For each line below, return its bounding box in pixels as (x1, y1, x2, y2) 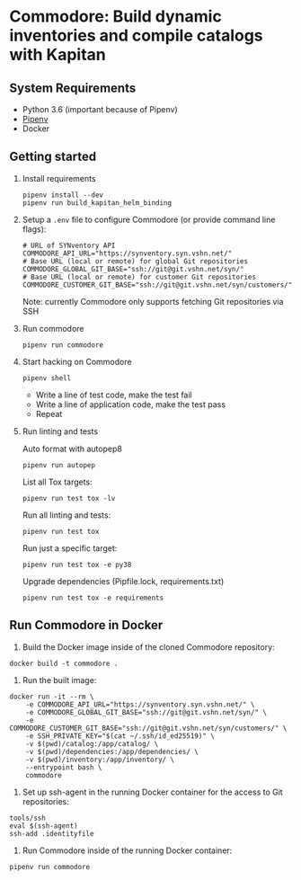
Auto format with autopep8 (22, 443, 123, 454)
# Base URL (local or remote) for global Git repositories (22, 256, 249, 266)
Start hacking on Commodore (22, 356, 132, 367)
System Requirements (9, 80, 137, 95)
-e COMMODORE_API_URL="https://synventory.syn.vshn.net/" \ (25, 699, 255, 709)
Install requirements (22, 173, 96, 183)
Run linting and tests (22, 425, 99, 437)
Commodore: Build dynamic (9, 6, 222, 27)
